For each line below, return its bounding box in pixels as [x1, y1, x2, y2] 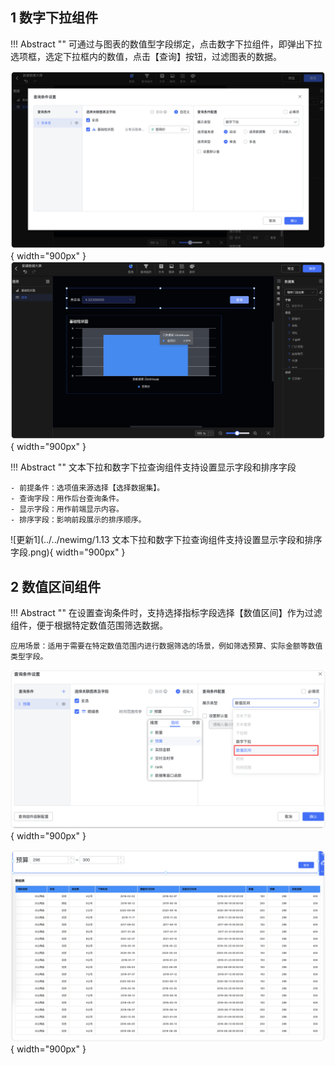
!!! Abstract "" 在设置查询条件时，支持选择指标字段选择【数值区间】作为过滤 [10, 607, 323, 619]
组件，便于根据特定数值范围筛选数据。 [10, 619, 168, 632]
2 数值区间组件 [10, 578, 102, 595]
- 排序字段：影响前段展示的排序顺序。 [10, 515, 147, 525]
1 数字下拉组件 [10, 9, 99, 27]
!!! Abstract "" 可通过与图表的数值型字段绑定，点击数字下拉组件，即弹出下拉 [10, 38, 323, 50]
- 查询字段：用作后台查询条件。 [10, 494, 124, 504]
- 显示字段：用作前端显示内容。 [10, 504, 124, 515]
